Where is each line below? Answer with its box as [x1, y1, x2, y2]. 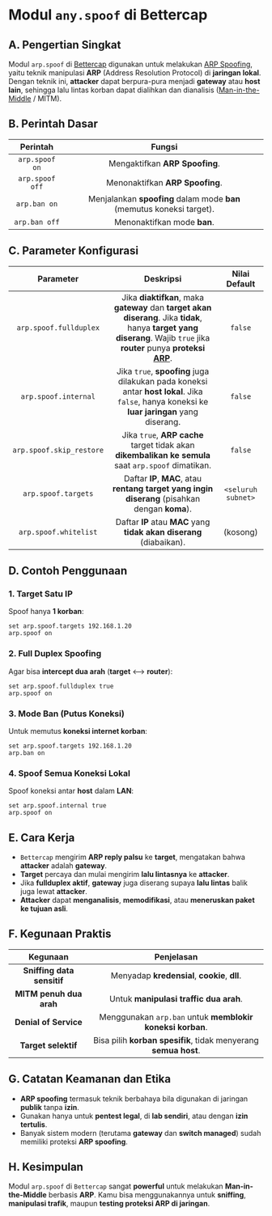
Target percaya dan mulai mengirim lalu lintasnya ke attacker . [19, 870, 230, 879]
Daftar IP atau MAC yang [115, 516, 210, 527]
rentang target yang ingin [112, 483, 214, 494]
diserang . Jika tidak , [123, 311, 202, 323]
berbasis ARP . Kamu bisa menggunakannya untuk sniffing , [48, 1190, 247, 1200]
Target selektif [19, 1040, 78, 1051]
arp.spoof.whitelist [19, 527, 98, 536]
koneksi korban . [144, 1021, 208, 1032]
